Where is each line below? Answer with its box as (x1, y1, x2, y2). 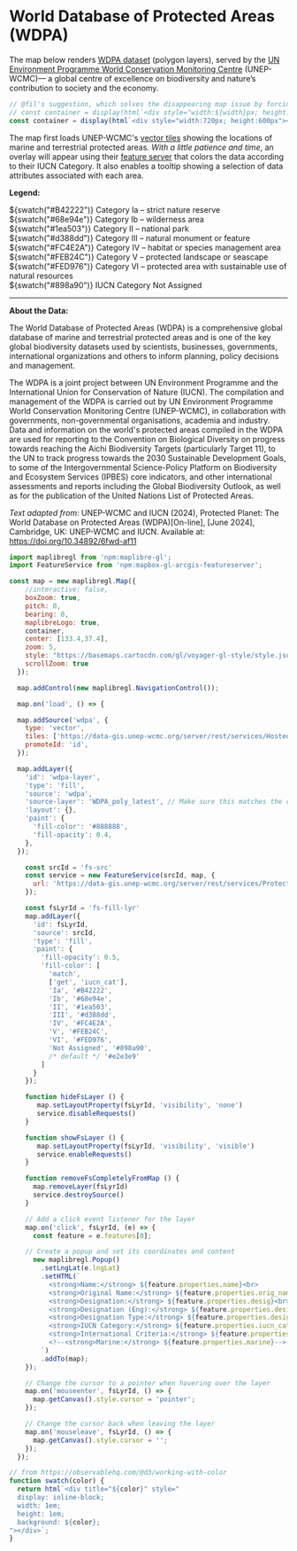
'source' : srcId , (32, 928, 97, 937)
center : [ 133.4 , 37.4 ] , (25, 635, 109, 643)
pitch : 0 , (25, 601, 62, 611)
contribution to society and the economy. (9, 82, 159, 93)
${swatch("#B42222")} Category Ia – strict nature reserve (9, 204, 221, 214)
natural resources (9, 270, 73, 281)
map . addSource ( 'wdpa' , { (17, 715, 109, 724)
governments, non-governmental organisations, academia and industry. (9, 415, 270, 425)
